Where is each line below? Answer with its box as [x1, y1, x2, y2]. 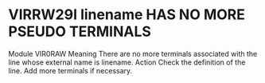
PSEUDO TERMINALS [8, 22, 151, 41]
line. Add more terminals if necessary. [8, 65, 133, 75]
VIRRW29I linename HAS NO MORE [8, 6, 245, 24]
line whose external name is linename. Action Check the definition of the [8, 57, 246, 67]
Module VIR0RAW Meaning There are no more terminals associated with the [8, 49, 258, 58]
